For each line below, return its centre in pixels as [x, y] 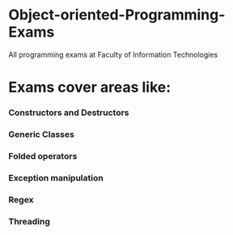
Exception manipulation [56, 177]
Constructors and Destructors [69, 113]
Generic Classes [41, 134]
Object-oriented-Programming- [117, 15]
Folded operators [43, 156]
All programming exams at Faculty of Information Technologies [113, 54]
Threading [30, 221]
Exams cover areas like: [90, 88]
